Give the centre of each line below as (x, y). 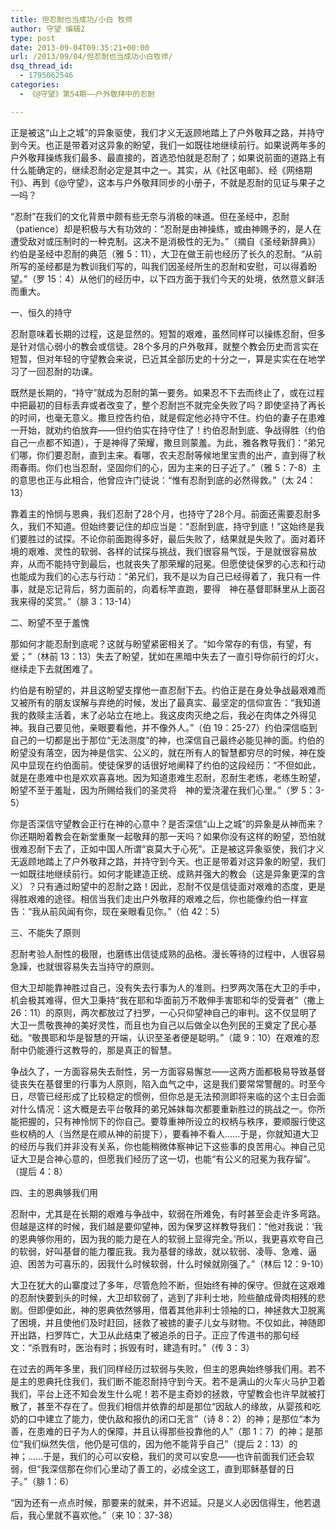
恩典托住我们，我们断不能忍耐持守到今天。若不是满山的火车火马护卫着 (181, 1381)
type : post (33, 38)
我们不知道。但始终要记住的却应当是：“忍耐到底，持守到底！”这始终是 (172, 526)
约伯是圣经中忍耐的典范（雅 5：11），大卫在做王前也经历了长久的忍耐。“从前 (166, 253)
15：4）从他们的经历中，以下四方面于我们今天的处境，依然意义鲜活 (186, 278)
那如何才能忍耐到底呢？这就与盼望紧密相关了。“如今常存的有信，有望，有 (161, 643)
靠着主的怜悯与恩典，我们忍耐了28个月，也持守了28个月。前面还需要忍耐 (161, 513)
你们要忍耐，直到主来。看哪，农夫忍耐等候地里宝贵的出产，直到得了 (176, 455)
